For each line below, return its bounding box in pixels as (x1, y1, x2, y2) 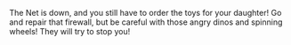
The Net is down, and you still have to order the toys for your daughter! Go (9, 8, 282, 18)
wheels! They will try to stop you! (9, 26, 131, 36)
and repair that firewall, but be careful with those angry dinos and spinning (9, 17, 283, 27)
